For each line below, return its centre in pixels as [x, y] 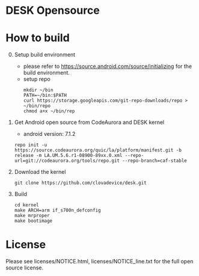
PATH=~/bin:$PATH [45, 96]
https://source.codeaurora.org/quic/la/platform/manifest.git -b [98, 150]
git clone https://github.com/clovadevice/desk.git [80, 183]
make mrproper [32, 216]
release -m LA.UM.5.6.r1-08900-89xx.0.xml [68, 156]
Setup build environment [45, 55]
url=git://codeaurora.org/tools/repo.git [67, 161]
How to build [38, 38]
